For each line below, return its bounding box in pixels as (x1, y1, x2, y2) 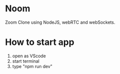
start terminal (12, 58, 39, 64)
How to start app (5, 37, 75, 48)
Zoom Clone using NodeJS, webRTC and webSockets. (5, 19, 116, 25)
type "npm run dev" (12, 63, 53, 69)
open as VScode (12, 53, 46, 59)
